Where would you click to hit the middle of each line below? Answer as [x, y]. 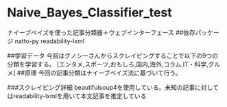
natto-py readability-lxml [49, 41]
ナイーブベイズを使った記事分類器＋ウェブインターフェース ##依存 [101, 32]
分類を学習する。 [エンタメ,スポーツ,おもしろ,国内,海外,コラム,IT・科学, [108, 64]
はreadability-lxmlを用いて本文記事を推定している [77, 96]
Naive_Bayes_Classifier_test [90, 13]
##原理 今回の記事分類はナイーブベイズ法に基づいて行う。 [99, 73]
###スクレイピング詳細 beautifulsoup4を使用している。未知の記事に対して [113, 87]
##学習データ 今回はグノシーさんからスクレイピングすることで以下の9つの [112, 56]
